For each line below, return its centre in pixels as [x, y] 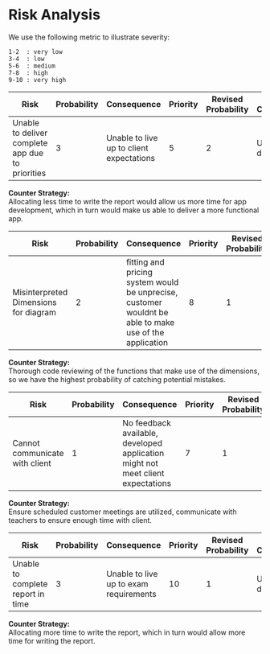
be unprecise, [152, 292]
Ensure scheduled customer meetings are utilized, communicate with [123, 512]
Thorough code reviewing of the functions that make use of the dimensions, [134, 371]
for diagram [34, 312]
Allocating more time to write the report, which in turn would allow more [127, 632]
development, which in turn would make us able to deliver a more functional [134, 210]
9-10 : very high [37, 80]
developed [143, 442]
